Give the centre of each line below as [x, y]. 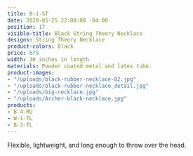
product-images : [31, 72]
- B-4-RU [20, 112]
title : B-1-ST [28, 14]
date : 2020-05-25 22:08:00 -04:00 [58, 20]
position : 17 [26, 27]
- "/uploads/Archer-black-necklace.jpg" [67, 99]
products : [22, 105]
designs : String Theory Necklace [56, 40]
